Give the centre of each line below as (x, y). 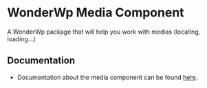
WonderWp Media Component (96, 13)
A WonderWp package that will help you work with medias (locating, (104, 32)
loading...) (21, 38)
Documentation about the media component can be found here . (107, 77)
